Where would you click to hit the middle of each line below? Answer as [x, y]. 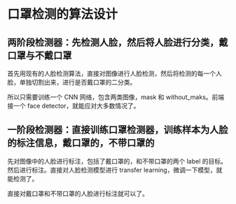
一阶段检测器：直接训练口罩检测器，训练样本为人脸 [118, 130]
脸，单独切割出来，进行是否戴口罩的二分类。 [72, 82]
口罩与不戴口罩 [40, 56]
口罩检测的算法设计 [63, 14]
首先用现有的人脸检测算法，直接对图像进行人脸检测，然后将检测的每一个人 [114, 73]
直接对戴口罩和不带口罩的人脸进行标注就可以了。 [78, 194]
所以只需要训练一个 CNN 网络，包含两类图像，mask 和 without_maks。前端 [116, 97]
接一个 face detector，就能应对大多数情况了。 [74, 106]
